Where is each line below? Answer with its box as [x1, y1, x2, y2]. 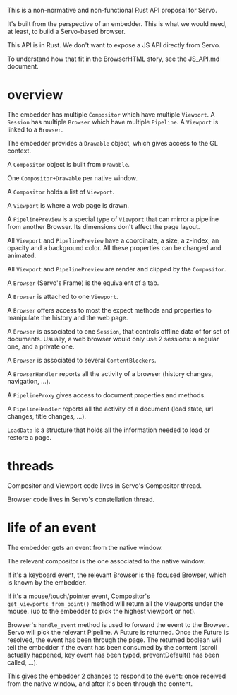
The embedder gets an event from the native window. [7, 543, 163, 551]
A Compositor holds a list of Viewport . [7, 187, 115, 196]
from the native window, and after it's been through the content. [7, 679, 193, 688]
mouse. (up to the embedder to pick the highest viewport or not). [7, 607, 196, 615]
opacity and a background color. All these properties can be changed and [7, 243, 221, 252]
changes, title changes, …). [7, 411, 87, 420]
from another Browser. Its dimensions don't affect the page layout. [7, 222, 200, 230]
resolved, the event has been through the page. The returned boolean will [7, 636, 221, 644]
